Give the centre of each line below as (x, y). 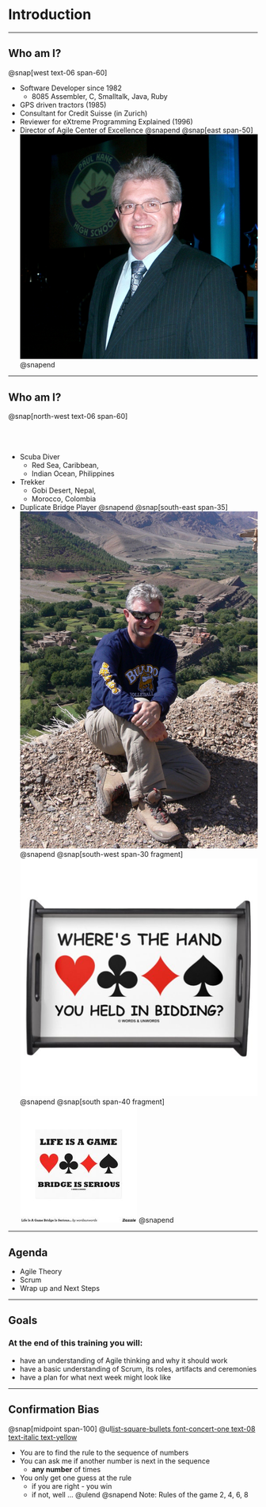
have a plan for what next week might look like (95, 1377)
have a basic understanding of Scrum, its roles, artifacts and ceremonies (138, 1368)
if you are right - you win (72, 1486)
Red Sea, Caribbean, (65, 465)
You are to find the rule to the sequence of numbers (104, 1452)
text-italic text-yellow (43, 1437)
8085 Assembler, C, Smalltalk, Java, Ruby (99, 96)
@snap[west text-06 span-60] (58, 72)
